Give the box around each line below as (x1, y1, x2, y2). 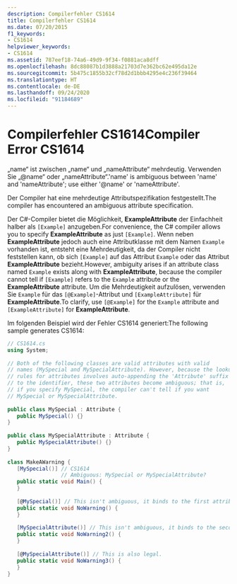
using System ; (7, 346, 49, 354)
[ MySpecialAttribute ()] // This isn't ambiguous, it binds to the (16, 525, 217, 532)
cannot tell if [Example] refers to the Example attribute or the (7, 275, 180, 283)
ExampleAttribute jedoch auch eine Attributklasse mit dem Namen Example (7, 237, 225, 246)
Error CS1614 (7, 142, 85, 158)
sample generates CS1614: (7, 326, 85, 335)
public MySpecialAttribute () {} (16, 439, 112, 446)
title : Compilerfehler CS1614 (7, 17, 97, 24)
